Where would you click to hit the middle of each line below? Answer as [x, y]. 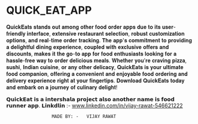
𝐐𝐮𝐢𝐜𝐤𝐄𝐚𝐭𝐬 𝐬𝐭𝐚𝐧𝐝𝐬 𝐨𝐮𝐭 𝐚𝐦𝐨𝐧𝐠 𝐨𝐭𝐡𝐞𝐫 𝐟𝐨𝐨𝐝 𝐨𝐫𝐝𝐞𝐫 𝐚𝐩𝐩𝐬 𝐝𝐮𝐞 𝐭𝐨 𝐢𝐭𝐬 [83, 27]
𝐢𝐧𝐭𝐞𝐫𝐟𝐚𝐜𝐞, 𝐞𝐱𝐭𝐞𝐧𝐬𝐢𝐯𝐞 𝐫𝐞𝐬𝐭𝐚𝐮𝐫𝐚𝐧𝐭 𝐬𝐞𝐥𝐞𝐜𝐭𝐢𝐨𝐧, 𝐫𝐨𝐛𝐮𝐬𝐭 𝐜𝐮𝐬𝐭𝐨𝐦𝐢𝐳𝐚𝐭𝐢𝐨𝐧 [106, 33]
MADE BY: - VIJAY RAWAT [84, 116]
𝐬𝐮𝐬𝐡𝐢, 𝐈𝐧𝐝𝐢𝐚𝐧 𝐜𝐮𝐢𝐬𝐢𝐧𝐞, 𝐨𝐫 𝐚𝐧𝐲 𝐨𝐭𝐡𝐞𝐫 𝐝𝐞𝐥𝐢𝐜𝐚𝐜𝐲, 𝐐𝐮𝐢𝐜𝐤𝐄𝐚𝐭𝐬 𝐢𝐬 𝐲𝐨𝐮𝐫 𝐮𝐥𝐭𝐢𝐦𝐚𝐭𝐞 [95, 67]
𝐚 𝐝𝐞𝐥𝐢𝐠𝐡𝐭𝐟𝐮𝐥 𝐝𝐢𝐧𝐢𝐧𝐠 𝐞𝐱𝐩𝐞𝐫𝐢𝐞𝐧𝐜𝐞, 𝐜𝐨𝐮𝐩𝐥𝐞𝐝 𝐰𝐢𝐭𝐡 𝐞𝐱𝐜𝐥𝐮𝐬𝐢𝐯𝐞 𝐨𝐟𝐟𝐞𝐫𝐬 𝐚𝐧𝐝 [88, 47]
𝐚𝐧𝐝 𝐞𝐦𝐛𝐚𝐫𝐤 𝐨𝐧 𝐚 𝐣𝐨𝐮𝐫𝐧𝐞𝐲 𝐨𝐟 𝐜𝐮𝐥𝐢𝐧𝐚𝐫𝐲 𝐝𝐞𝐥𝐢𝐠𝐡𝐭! [62, 87]
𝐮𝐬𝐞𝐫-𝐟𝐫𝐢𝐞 [169, 27]
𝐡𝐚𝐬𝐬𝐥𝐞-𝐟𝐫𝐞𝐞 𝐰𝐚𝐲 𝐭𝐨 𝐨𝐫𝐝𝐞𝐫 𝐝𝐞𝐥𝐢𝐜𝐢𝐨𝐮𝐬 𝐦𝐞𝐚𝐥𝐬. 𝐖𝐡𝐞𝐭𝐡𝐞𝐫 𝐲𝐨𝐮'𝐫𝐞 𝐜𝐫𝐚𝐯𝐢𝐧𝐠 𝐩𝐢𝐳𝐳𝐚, [97, 60]
